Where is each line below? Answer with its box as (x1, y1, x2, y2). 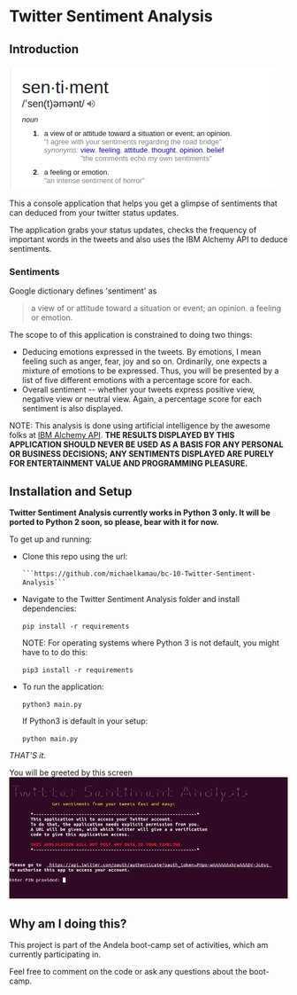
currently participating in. (9, 949, 102, 960)
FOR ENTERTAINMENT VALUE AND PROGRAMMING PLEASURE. (9, 458, 248, 469)
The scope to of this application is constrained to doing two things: (9, 330, 253, 341)
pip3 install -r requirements (21, 666, 134, 675)
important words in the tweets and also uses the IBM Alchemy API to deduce (9, 234, 288, 245)
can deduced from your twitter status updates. (9, 208, 179, 218)
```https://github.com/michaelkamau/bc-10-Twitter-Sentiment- (21, 569, 256, 578)
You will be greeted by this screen (9, 767, 133, 778)
